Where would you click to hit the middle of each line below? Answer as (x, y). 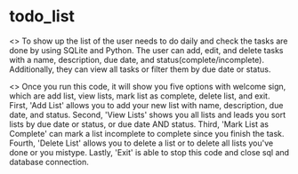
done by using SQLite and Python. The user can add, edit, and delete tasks (146, 50)
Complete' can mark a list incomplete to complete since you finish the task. (147, 133)
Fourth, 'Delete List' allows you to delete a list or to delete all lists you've (141, 143)
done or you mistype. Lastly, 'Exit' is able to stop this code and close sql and (149, 152)
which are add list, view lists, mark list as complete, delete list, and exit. (140, 96)
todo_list (42, 16)
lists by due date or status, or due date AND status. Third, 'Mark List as (139, 124)
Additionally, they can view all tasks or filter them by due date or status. (140, 69)
